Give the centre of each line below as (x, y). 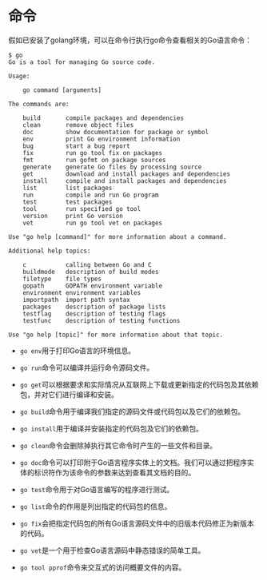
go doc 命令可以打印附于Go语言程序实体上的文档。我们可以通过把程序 (133, 462)
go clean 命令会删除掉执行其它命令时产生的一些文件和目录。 (118, 445)
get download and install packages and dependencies (126, 174)
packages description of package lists (94, 307)
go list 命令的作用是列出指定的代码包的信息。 (96, 506)
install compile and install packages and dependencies (125, 181)
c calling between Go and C (87, 264)
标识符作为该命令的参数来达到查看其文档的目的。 (115, 472)
